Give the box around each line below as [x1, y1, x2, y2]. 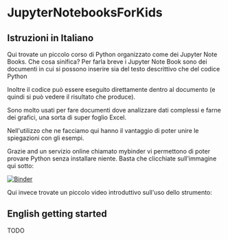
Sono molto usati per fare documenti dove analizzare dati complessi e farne [7, 106, 221, 114]
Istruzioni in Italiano [7, 32, 94, 44]
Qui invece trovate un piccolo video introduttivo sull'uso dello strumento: [7, 189, 213, 196]
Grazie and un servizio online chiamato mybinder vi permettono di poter [7, 147, 211, 155]
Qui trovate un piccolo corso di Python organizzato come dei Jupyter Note [7, 50, 218, 58]
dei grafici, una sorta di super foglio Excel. [7, 113, 127, 121]
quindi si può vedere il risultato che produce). [7, 93, 136, 101]
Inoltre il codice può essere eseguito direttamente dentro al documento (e [7, 86, 216, 93]
